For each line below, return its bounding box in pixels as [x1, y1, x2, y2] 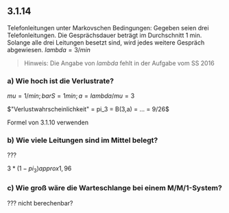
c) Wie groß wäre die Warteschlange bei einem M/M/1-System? [7, 183, 223, 193]
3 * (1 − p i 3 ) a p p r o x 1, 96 [7, 164, 72, 175]
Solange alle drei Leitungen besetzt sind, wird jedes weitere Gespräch [7, 38, 205, 47]
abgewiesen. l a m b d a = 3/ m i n [7, 45, 91, 54]
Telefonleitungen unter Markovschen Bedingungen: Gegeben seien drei [7, 23, 209, 32]
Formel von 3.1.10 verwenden [7, 118, 89, 126]
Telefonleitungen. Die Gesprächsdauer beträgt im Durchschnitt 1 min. [7, 31, 202, 39]
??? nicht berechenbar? [7, 199, 73, 207]
